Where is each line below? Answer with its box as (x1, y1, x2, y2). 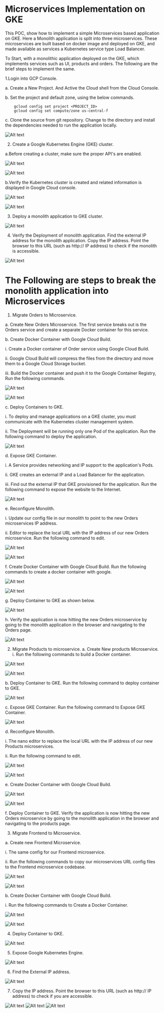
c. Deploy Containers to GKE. (5, 404, 64, 410)
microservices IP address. (5, 520, 58, 526)
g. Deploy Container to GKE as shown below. (5, 597, 95, 603)
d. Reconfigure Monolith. (5, 728, 55, 734)
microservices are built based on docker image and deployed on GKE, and (5, 40, 155, 46)
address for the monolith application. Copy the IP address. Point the (12, 237, 149, 243)
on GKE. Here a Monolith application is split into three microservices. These (5, 35, 158, 41)
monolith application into (5, 285, 109, 296)
